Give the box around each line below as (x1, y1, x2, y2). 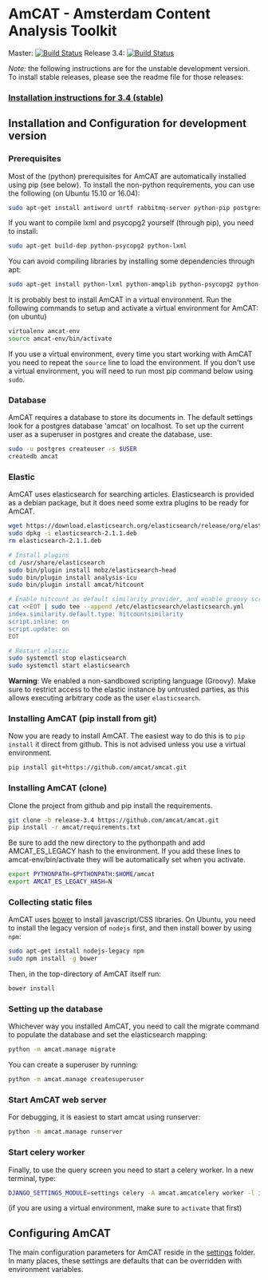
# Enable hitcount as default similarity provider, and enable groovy (8, 596, 248, 604)
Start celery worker (8, 1147, 85, 1158)
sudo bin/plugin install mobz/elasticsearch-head (8, 566, 177, 574)
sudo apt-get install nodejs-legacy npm (8, 947, 145, 955)
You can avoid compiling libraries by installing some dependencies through (8, 256, 255, 266)
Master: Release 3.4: (8, 48, 125, 57)
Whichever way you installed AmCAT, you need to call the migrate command (8, 1021, 259, 1031)
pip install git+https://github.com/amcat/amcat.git (8, 763, 187, 771)
